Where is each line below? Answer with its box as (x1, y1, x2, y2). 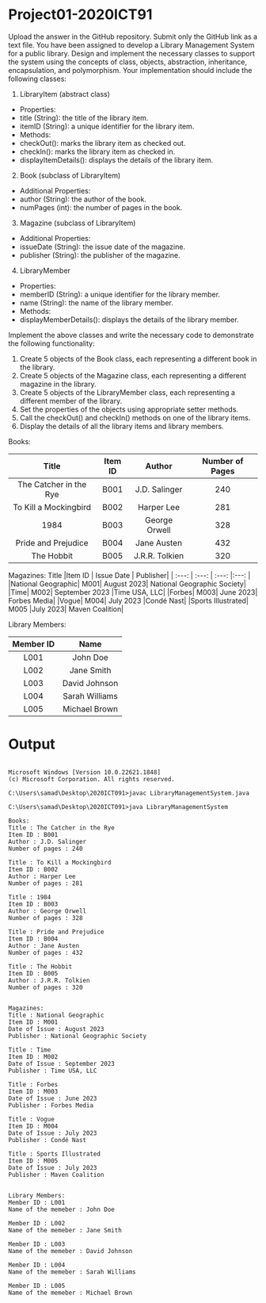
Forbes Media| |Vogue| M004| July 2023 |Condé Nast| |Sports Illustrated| (8, 596, 249, 605)
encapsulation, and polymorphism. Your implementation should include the (8, 65, 253, 75)
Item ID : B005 (8, 969, 59, 977)
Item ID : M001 (8, 1017, 59, 1026)
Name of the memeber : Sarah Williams (8, 1267, 136, 1276)
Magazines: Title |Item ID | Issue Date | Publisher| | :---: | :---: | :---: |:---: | (8, 570, 251, 580)
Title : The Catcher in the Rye (8, 823, 115, 832)
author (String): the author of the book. (19, 194, 146, 204)
